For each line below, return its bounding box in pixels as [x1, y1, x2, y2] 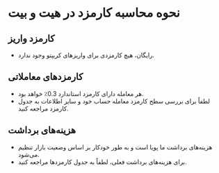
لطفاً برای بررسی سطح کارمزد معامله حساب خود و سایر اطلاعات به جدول [17, 97, 211, 105]
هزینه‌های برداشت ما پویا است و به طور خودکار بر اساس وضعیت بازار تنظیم [17, 142, 213, 151]
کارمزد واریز [8, 33, 55, 44]
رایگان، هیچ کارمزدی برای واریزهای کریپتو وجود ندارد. [17, 51, 155, 59]
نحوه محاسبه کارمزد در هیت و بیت [8, 5, 180, 21]
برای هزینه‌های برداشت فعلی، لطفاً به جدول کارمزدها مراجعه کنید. [17, 158, 187, 166]
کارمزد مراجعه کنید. [17, 104, 69, 113]
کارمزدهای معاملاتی [8, 71, 83, 83]
